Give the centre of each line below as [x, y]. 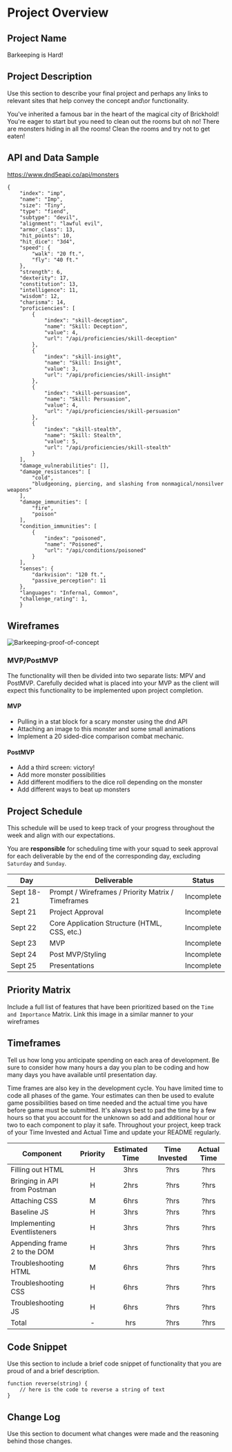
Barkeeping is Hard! [35, 55]
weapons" [20, 490]
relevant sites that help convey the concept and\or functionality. [98, 100]
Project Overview [58, 13]
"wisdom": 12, [40, 296]
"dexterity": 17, [45, 278]
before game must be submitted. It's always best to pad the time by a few [112, 1110]
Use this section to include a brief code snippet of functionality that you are [115, 1363]
